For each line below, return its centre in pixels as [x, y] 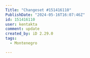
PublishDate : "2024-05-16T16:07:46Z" [45, 15]
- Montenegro [24, 43]
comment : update [22, 29]
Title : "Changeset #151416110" [38, 10]
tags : [11, 39]
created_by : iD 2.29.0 [29, 34]
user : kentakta [21, 24]
